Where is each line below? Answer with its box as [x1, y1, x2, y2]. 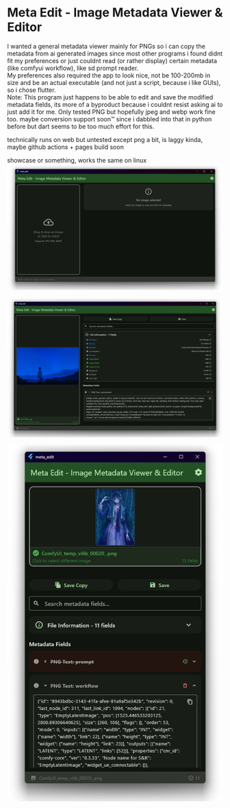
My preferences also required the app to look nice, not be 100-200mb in [7, 71, 211, 80]
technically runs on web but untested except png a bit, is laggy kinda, [7, 135, 203, 143]
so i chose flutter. [7, 86, 56, 94]
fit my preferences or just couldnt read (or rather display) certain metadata [7, 56, 218, 64]
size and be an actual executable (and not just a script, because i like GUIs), [7, 78, 221, 86]
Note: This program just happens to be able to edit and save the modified [7, 93, 214, 101]
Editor [7, 19, 42, 35]
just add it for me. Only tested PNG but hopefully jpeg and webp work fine [7, 108, 216, 116]
